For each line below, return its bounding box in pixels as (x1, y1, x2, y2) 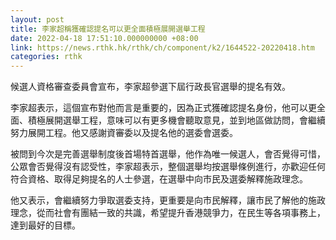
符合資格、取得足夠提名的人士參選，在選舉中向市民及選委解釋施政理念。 (10, 173, 308, 185)
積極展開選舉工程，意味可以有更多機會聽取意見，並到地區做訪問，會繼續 (27, 114, 326, 126)
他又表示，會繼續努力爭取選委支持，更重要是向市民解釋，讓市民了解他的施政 (10, 194, 326, 206)
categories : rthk (10, 52, 83, 62)
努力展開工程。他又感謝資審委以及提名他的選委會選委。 (10, 127, 238, 139)
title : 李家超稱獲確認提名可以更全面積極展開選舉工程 (10, 24, 206, 34)
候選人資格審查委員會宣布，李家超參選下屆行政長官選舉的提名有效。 (10, 81, 291, 93)
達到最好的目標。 (10, 219, 81, 231)
